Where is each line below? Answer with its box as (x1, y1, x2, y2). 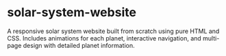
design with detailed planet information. (23, 41, 135, 49)
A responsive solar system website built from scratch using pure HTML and (7, 27, 220, 35)
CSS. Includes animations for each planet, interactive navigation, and (7, 34, 202, 42)
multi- (203, 34, 220, 42)
